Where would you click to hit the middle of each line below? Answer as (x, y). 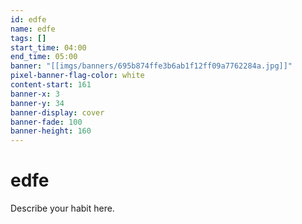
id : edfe (28, 19)
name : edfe (33, 29)
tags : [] (28, 38)
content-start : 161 (51, 85)
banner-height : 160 (51, 131)
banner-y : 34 (37, 103)
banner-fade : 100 (46, 122)
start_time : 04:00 (48, 47)
